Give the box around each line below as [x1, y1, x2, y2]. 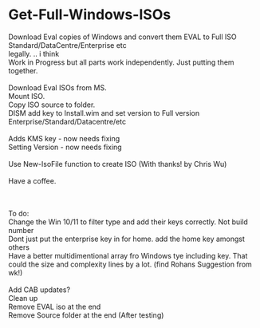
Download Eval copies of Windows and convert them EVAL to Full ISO [8, 32, 237, 41]
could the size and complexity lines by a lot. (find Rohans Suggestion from [8, 259, 253, 269]
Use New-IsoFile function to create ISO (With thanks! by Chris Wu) [8, 159, 227, 168]
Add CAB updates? [8, 285, 70, 294]
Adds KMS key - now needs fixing [8, 133, 120, 143]
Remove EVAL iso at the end [8, 302, 101, 311]
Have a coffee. [8, 176, 57, 185]
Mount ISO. [8, 91, 45, 101]
